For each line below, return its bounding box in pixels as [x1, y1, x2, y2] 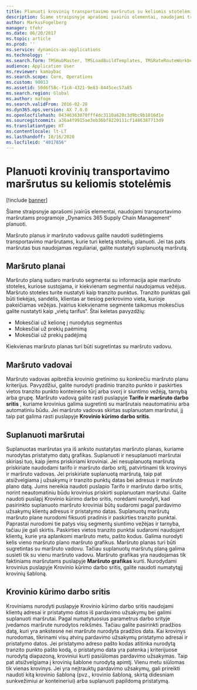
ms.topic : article [6, 36, 51, 42]
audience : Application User [6, 63, 75, 69]
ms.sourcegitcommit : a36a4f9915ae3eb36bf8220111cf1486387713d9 [6, 118, 164, 124]
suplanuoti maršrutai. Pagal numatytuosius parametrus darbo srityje [6, 615, 171, 622]
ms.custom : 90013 [6, 80, 49, 86]
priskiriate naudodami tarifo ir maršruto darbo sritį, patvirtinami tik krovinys [6, 464, 187, 471]
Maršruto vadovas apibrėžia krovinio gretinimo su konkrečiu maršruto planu [6, 376, 189, 383]
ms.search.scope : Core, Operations [6, 74, 93, 80]
